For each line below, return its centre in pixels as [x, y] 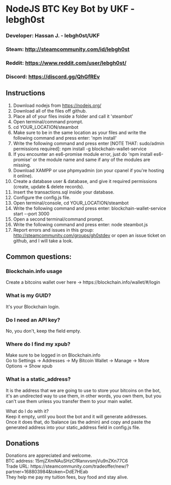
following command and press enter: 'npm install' [65, 138]
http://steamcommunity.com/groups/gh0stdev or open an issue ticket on [89, 235]
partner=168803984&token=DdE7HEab [47, 472]
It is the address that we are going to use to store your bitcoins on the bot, [83, 390]
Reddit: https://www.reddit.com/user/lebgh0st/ [66, 63]
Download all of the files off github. [50, 111]
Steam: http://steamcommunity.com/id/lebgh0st [68, 49]
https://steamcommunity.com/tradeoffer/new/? [79, 466]
